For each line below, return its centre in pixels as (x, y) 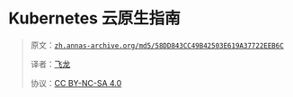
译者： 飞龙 (50, 64)
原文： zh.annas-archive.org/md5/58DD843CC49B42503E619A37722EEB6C (157, 45)
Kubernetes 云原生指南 (94, 18)
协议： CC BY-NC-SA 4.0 (76, 83)
